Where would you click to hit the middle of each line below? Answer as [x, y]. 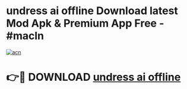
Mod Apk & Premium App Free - [85, 23]
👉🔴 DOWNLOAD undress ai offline [93, 77]
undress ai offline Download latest [92, 11]
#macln [25, 36]
